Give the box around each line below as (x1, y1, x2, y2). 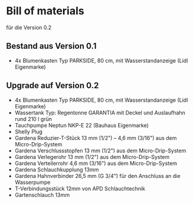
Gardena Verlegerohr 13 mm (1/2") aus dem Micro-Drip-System (14, 153, 170, 160)
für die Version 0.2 (6, 24, 52, 31)
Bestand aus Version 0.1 (6, 41, 97, 51)
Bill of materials (6, 4, 84, 18)
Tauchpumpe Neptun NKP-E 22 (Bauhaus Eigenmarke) (14, 121, 149, 129)
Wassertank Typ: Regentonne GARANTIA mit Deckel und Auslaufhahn (14, 109, 186, 116)
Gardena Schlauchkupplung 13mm (14, 165, 99, 173)
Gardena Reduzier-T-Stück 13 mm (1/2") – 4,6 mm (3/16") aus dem (14, 134, 177, 141)
